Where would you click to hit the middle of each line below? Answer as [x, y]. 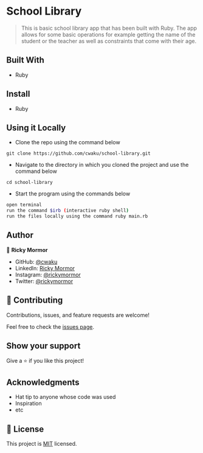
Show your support [43, 346]
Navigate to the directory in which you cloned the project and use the [102, 165]
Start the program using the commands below [73, 194]
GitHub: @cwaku [36, 262]
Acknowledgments [43, 382]
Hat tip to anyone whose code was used [65, 397]
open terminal [24, 205]
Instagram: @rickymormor [48, 275]
